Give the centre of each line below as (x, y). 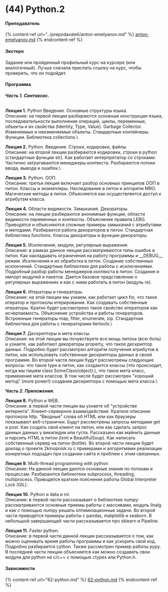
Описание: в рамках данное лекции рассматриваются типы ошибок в (80, 250)
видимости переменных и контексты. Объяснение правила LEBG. (76, 219)
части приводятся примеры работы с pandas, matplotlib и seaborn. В (78, 515)
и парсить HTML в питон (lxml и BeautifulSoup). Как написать (70, 437)
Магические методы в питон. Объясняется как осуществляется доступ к (83, 193)
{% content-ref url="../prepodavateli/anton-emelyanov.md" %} (70, 34)
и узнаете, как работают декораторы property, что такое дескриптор (79, 344)
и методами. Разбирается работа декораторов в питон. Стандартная (79, 230)
